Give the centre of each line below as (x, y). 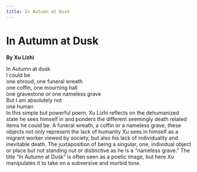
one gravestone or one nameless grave (54, 94)
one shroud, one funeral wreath (45, 81)
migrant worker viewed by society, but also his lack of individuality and (92, 138)
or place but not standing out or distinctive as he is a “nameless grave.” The (98, 150)
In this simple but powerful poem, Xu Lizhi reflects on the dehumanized (93, 112)
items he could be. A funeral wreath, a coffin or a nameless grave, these (94, 125)
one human (20, 106)
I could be (18, 75)
